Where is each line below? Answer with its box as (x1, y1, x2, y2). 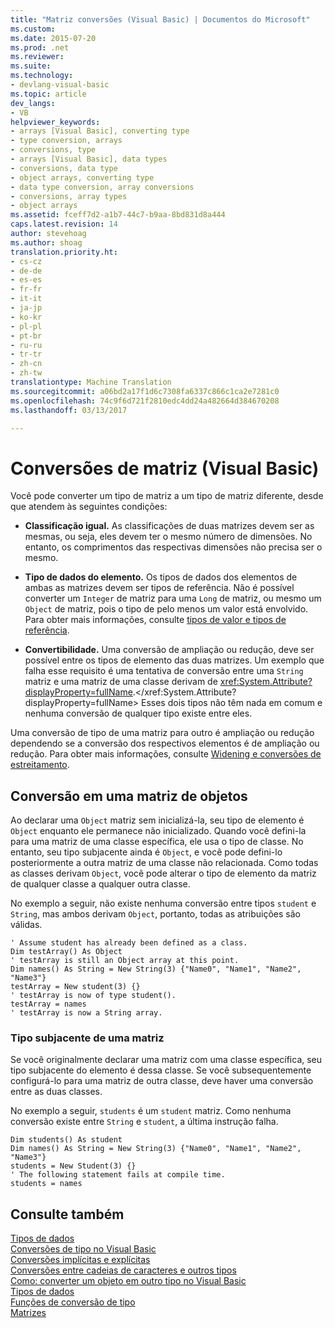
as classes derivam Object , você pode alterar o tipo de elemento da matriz (10, 867, 317, 880)
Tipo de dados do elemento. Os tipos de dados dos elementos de (24, 571, 298, 583)
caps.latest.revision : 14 (10, 219, 118, 230)
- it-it (10, 294, 43, 304)
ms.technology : (10, 71, 74, 81)
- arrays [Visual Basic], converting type (10, 126, 190, 136)
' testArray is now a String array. (10, 1008, 163, 1018)
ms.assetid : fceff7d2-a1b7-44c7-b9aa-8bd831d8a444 (10, 210, 226, 220)
